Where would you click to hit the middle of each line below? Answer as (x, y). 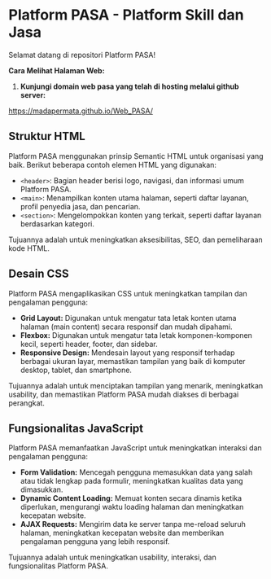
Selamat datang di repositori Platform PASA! (82, 55)
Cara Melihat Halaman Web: (57, 70)
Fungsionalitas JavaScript (76, 428)
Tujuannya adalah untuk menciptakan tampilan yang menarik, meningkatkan (136, 385)
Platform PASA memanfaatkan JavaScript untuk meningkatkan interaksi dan (135, 448)
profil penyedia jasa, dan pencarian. (80, 206)
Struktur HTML (47, 136)
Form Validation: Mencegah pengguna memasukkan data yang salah (136, 472)
